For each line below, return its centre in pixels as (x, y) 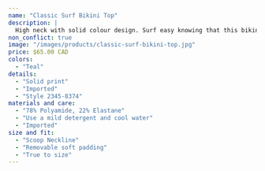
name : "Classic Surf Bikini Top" (63, 15)
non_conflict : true (40, 37)
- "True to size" (44, 154)
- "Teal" (30, 67)
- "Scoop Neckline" (47, 140)
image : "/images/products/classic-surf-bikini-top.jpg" (102, 45)
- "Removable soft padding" (62, 147)
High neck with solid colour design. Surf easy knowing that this (127, 30)
